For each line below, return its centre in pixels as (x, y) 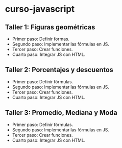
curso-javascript (40, 9)
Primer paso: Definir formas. (41, 39)
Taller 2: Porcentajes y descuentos (59, 70)
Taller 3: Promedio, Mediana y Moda (61, 113)
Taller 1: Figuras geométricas (50, 27)
